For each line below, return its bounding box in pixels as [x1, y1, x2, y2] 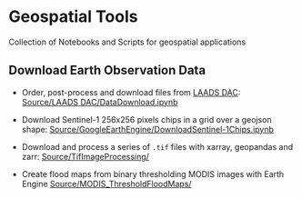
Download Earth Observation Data [8, 63, 206, 78]
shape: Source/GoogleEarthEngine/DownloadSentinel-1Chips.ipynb [21, 124, 275, 134]
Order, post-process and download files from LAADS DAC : [21, 86, 241, 97]
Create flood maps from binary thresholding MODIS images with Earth [21, 168, 285, 179]
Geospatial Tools [8, 6, 138, 27]
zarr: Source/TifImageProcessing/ [21, 151, 149, 162]
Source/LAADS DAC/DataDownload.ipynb [21, 96, 178, 107]
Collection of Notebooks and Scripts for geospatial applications [8, 36, 247, 47]
